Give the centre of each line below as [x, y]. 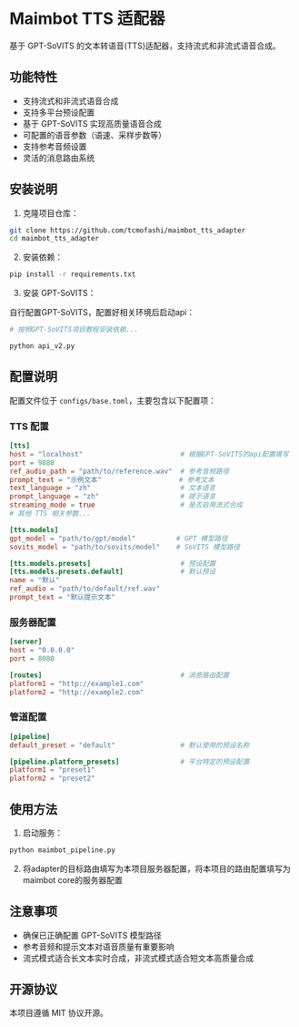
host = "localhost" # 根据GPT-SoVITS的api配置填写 [149, 454]
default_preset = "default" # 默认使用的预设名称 [130, 745]
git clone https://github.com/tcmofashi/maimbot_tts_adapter [128, 230]
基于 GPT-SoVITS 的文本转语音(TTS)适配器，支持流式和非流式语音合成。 [145, 46]
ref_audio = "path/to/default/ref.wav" [85, 589]
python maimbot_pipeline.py [63, 850]
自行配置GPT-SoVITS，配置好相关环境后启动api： [102, 313]
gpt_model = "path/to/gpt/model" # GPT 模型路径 [119, 539]
